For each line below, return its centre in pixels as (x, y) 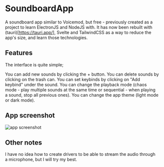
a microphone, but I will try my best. (41, 160)
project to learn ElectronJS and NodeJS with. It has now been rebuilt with (79, 27)
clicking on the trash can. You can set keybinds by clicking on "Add (72, 79)
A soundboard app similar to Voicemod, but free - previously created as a (79, 22)
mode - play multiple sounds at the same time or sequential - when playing (80, 90)
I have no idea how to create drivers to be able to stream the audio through (80, 154)
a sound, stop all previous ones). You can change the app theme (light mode (82, 95)
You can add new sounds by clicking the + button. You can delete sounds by (82, 74)
